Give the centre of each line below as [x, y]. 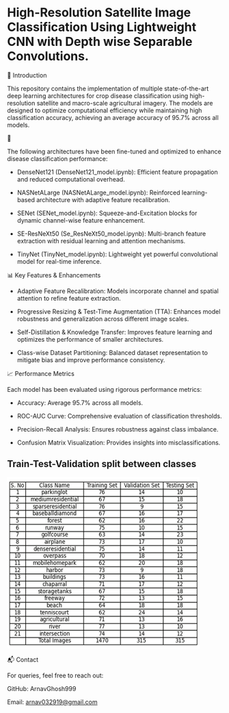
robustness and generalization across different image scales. [103, 318]
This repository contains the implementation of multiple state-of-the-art [108, 88]
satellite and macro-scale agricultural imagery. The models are [125, 103]
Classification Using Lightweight [102, 27]
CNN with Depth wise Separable [100, 42]
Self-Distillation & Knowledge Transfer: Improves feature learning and [114, 332]
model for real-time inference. [59, 261]
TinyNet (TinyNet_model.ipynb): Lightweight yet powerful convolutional [118, 254]
